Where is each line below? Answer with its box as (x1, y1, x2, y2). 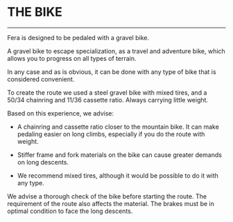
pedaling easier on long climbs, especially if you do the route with (17, 129, 205, 138)
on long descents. (17, 158, 69, 166)
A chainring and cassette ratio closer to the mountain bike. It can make (17, 122, 220, 131)
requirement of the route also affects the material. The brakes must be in (7, 199, 215, 207)
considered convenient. (7, 75, 75, 83)
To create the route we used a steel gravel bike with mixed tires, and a (7, 88, 207, 97)
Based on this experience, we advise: (7, 109, 114, 118)
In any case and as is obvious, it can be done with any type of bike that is (7, 67, 216, 76)
